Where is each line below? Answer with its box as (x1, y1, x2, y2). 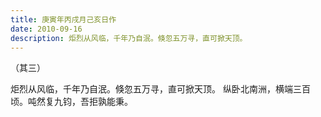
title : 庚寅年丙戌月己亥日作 (10, 14, 117, 25)
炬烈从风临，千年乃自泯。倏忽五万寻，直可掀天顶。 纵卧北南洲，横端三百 (10, 83, 311, 95)
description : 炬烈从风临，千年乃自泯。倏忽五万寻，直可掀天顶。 (10, 33, 248, 43)
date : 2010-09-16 (10, 24, 83, 34)
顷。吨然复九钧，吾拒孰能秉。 (10, 96, 133, 108)
